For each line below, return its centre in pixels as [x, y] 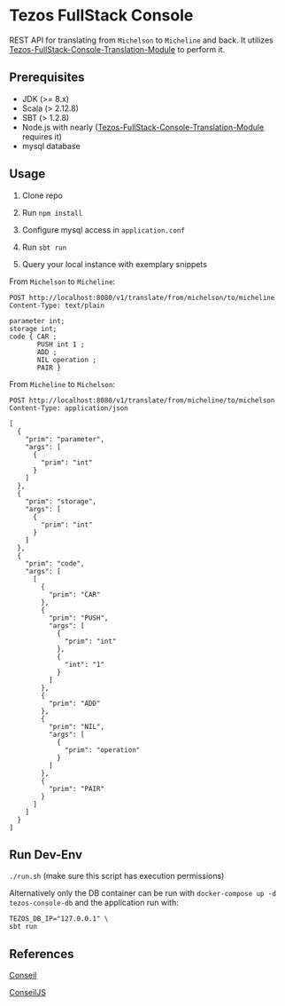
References [42, 954]
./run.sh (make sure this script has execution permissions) [117, 876]
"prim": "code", [55, 563]
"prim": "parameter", [65, 439]
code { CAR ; [33, 337]
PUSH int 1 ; [61, 344]
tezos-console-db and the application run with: [94, 903]
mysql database [51, 146]
